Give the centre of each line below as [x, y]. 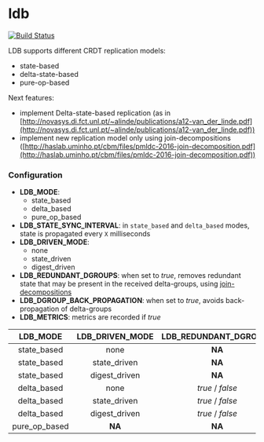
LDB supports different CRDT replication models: [87, 50]
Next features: [31, 97]
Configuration [35, 175]
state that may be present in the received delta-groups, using [119, 284]
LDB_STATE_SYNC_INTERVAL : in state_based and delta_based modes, [134, 225]
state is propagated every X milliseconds [85, 234]
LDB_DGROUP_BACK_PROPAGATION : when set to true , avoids [121, 301]
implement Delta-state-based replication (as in [95, 113]
